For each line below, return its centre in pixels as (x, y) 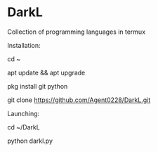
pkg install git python (38, 86)
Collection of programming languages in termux (77, 32)
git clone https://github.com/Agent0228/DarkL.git (79, 100)
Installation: (24, 45)
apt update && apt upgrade (46, 72)
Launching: (24, 113)
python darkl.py (30, 141)
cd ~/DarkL (24, 127)
